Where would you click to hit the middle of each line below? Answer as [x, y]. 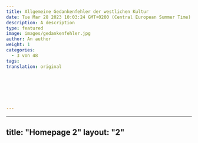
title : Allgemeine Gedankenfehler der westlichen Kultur [77, 12]
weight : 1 [18, 45]
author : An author [29, 39]
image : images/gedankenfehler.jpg [49, 34]
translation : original [34, 66]
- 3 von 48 [25, 56]
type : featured [25, 28]
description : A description [41, 22]
